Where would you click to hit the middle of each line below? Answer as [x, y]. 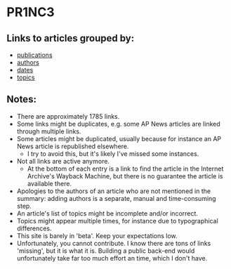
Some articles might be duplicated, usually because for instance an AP [119, 138]
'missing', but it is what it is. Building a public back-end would [106, 251]
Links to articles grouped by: [71, 38]
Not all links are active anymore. [63, 161]
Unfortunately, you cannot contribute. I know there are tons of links [114, 243]
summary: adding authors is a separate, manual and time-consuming [116, 198]
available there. [49, 183]
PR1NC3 [31, 12]
